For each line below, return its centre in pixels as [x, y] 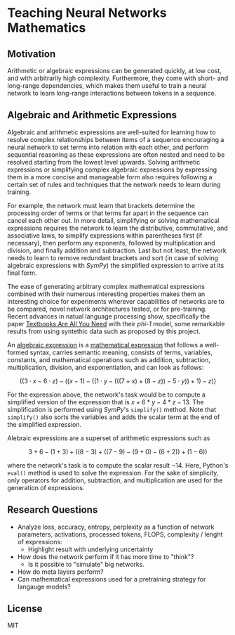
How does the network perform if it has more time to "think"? [106, 556]
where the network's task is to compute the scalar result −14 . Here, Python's [118, 465]
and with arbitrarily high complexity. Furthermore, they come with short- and [118, 78]
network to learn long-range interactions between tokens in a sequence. [112, 93]
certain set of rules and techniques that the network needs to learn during [114, 184]
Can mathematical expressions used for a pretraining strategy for [112, 579]
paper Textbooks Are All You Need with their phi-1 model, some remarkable [116, 323]
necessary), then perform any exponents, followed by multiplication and [111, 243]
